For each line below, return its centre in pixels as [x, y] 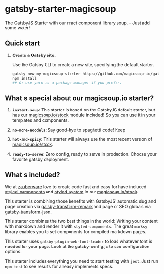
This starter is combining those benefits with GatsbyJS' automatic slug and [81, 201]
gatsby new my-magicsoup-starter [46, 74]
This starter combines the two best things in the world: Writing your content [82, 221]
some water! [18, 27]
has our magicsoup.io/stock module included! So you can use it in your [84, 115]
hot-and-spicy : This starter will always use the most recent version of [82, 139]
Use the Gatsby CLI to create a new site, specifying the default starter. [83, 64]
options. [13, 252]
